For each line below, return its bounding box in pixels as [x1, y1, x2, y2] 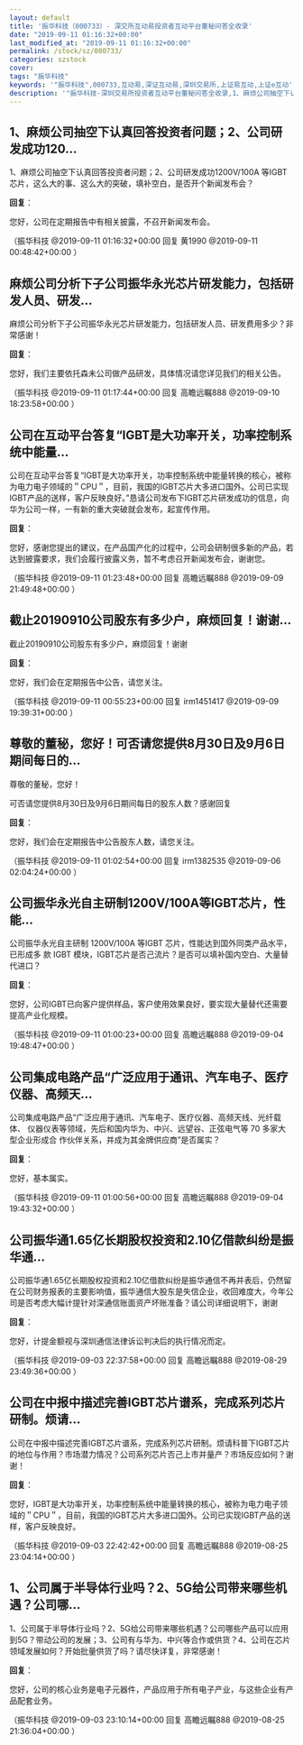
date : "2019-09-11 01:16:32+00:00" [9, 30, 143, 39]
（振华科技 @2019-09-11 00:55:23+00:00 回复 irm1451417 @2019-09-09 [9, 695, 280, 706]
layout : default [9, 13, 70, 23]
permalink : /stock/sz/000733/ [9, 47, 124, 56]
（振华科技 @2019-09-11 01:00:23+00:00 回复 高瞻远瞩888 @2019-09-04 [9, 1029, 284, 1040]
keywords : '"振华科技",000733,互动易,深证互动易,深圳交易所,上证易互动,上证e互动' [9, 80, 293, 89]
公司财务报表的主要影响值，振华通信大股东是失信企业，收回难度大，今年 [16, 1286, 286, 1297]
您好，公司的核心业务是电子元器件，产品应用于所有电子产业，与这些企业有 [9, 1684, 286, 1694]
